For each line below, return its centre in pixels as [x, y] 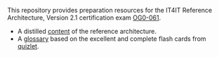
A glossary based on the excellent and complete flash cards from [112, 39]
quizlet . [28, 46]
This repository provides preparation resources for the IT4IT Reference [110, 10]
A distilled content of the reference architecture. [87, 31]
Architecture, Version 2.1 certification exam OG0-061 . [84, 18]
